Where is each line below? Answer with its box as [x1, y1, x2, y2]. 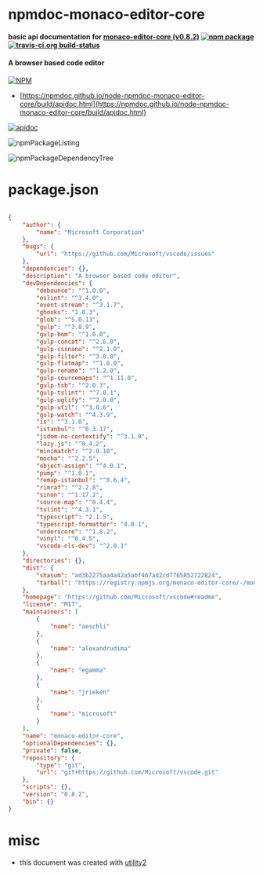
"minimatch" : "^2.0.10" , [36, 447, 117, 455]
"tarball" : [36, 579, 72, 587]
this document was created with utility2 [19, 858, 147, 867]
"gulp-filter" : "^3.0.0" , [36, 352, 121, 361]
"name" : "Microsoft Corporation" [36, 228, 146, 236]
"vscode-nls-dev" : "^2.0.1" [36, 542, 128, 551]
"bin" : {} [22, 797, 55, 806]
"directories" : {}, [22, 557, 86, 565]
